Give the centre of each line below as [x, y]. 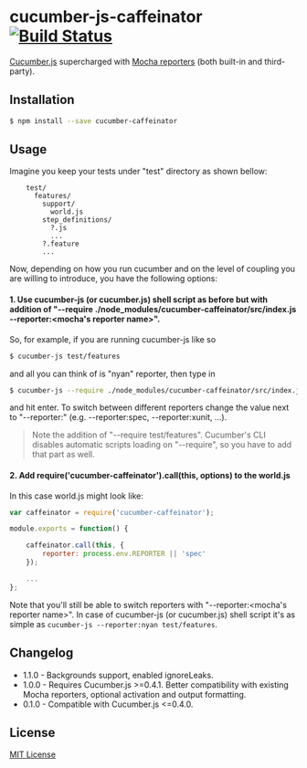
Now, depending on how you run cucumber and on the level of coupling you [152, 269]
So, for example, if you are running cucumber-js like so [113, 339]
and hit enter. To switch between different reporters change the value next [149, 407]
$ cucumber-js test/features [65, 356]
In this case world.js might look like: [77, 496]
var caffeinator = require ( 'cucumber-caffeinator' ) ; [112, 512]
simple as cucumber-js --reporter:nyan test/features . [113, 624]
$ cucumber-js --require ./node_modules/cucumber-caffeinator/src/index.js [157, 390]
